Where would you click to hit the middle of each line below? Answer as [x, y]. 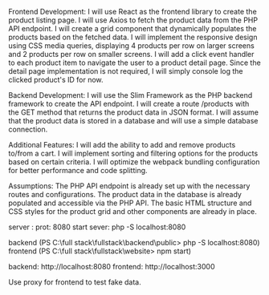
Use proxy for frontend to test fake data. [75, 282]
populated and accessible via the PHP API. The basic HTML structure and [130, 203]
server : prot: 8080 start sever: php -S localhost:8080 [97, 227]
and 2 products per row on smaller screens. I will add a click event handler [131, 54]
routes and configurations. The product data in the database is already [125, 194]
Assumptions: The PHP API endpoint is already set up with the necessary [129, 186]
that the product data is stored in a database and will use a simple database [133, 121]
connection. [28, 129]
